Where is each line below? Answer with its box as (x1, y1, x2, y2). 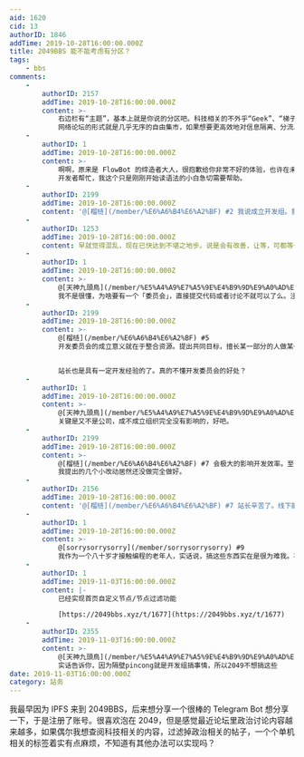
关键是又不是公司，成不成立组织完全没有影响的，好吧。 (57, 417, 233, 426)
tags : (9, 55, 30, 64)
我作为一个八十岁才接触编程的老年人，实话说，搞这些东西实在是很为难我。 (57, 552, 294, 561)
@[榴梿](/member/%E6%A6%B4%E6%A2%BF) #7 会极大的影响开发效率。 (57, 459, 288, 468)
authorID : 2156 (42, 484, 100, 494)
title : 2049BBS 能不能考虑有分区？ (9, 47, 131, 56)
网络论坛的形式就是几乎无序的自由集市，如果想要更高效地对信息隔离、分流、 (57, 123, 300, 132)
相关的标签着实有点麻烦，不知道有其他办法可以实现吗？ (9, 738, 215, 749)
